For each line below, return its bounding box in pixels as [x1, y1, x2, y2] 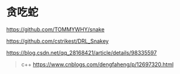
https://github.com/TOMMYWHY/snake [6, 25, 105, 33]
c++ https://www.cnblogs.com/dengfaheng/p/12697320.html [21, 61, 174, 68]
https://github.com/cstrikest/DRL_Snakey [6, 37, 109, 45]
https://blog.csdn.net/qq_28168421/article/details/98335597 [6, 49, 157, 56]
